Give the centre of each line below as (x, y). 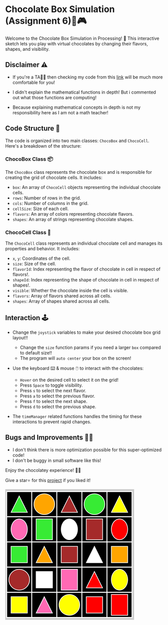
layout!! (20, 337)
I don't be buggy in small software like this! (57, 460)
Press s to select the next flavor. (53, 390)
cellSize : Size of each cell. (40, 209)
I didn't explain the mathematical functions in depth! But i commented (84, 92)
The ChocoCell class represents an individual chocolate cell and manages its (84, 243)
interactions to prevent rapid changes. (52, 422)
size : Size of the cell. (34, 264)
